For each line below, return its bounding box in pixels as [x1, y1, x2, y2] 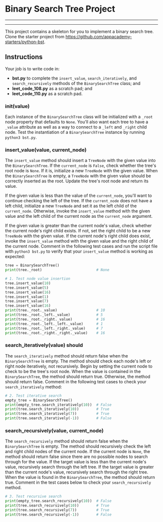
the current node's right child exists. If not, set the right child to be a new [5, 228, 151, 234]
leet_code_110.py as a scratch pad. [12, 91, 83, 97]
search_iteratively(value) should [5, 342, 83, 349]
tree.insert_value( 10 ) [5, 280, 51, 286]
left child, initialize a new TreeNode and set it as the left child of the [5, 203, 137, 209]
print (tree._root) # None [5, 268, 110, 273]
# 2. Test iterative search [5, 393, 62, 398]
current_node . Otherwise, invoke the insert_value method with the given [5, 208, 150, 214]
